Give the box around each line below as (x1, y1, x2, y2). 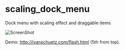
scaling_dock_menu (5, 3, 90, 15)
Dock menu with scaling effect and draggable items (5, 20, 111, 26)
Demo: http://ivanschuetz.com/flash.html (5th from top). (5, 39, 121, 45)
